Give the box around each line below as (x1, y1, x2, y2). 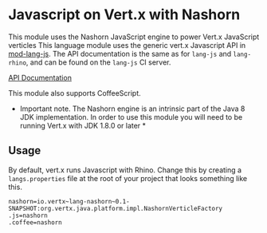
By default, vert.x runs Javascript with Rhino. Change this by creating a (8, 165, 241, 175)
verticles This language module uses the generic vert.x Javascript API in (8, 40, 246, 49)
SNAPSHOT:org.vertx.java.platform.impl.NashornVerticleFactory (8, 204, 223, 212)
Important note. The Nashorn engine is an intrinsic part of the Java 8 (19, 104, 245, 113)
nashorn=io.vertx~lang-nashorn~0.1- (8, 197, 130, 205)
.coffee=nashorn (8, 218, 62, 227)
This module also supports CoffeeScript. (8, 88, 141, 97)
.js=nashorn (8, 211, 48, 219)
